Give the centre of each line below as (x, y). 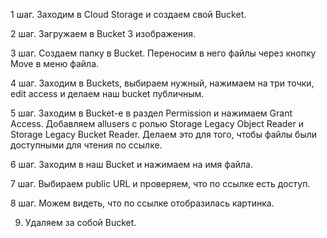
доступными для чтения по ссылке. (86, 145)
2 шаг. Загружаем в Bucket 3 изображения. (103, 33)
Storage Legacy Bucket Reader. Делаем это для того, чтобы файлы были (164, 134)
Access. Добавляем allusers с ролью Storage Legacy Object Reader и (157, 123)
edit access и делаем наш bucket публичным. (107, 93)
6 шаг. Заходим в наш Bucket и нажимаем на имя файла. (131, 164)
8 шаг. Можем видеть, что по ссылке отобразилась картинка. (142, 203)
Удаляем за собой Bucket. (80, 222)
